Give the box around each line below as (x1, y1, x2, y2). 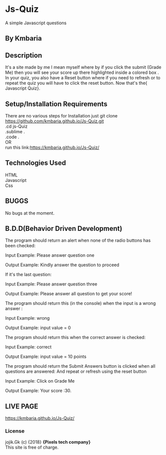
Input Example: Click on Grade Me (5, 378, 75, 384)
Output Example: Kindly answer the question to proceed (5, 262, 120, 268)
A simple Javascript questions (5, 20, 67, 26)
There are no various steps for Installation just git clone (5, 113, 118, 118)
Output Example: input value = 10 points (5, 353, 87, 360)
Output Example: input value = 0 (5, 325, 71, 331)
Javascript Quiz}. (5, 85, 41, 91)
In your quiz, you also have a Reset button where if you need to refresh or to (5, 75, 161, 81)
